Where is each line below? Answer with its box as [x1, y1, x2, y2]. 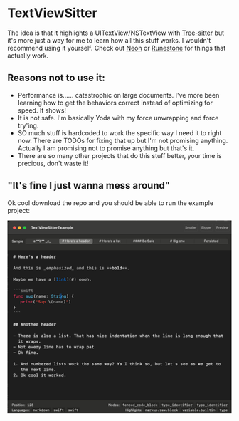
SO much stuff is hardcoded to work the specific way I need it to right [17, 128, 222, 137]
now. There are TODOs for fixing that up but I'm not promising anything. [17, 136, 228, 145]
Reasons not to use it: [7, 72, 105, 84]
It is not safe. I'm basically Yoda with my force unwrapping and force [17, 113, 219, 122]
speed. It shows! [17, 105, 66, 115]
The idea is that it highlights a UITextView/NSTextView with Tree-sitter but [7, 28, 225, 37]
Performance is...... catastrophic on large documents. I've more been [17, 90, 220, 99]
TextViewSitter [7, 5, 97, 21]
